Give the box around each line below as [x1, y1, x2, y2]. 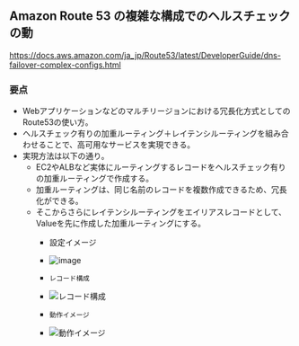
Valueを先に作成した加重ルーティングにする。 [35, 218, 207, 229]
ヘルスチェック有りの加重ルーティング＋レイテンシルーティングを [22, 129, 266, 139]
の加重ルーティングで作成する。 [35, 173, 154, 184]
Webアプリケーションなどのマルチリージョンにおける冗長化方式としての [22, 106, 291, 117]
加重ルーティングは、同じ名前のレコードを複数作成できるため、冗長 [35, 184, 287, 195]
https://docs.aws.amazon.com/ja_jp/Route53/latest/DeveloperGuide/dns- [9, 49, 281, 60]
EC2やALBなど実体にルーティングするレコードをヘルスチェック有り [35, 162, 286, 173]
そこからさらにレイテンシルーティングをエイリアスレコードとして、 [35, 207, 287, 217]
